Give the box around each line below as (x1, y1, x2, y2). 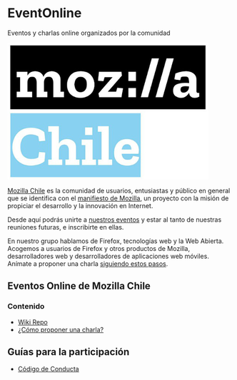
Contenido (7, 302, 45, 312)
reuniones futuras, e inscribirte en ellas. (7, 222, 124, 231)
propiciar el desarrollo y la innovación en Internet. (7, 201, 153, 210)
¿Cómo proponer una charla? (17, 325, 104, 334)
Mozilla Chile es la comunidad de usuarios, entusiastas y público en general (7, 186, 231, 195)
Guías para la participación (7, 346, 130, 358)
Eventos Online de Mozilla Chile (7, 280, 151, 292)
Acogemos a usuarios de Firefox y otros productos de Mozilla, (7, 244, 191, 252)
